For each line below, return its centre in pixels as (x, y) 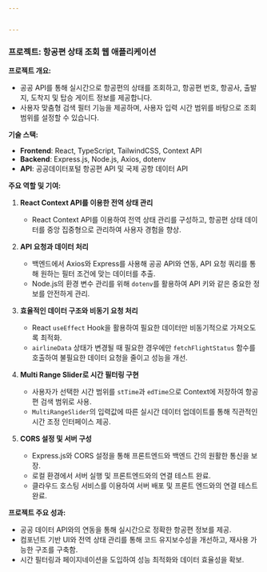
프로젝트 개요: (30, 71)
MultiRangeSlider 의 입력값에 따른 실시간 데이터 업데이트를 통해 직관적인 (145, 412)
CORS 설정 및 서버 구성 (56, 439)
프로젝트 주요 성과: (37, 513)
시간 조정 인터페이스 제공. (72, 422)
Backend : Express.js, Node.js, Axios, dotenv (93, 159)
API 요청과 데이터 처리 (54, 247)
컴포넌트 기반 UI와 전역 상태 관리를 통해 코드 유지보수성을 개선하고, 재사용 (134, 540)
